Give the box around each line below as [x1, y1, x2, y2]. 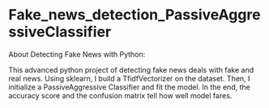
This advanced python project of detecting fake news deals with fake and [8, 64, 254, 74]
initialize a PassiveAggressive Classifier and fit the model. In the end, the [8, 82, 251, 92]
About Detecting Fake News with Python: [8, 49, 146, 59]
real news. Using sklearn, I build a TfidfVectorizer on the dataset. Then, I [8, 73, 250, 83]
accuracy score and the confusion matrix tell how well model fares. [8, 90, 233, 100]
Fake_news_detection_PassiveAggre [8, 6, 261, 24]
